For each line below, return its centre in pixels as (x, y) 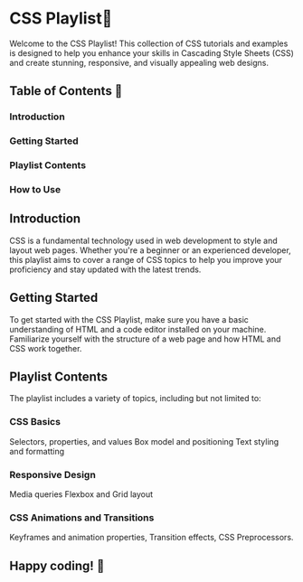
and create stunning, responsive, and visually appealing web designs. (139, 62)
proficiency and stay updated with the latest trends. (105, 269)
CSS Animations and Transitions (82, 517)
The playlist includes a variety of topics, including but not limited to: (135, 399)
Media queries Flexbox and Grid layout (81, 494)
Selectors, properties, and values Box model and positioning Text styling (144, 441)
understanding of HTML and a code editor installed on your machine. (138, 329)
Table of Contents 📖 (66, 91)
